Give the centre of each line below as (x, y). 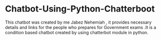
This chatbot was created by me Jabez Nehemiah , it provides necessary (79, 22)
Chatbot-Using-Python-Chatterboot (80, 9)
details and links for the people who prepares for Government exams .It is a (81, 27)
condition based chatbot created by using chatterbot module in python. (77, 32)
